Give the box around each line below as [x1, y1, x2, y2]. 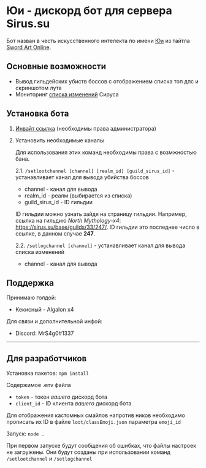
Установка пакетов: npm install [6, 369, 89, 377]
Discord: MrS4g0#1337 [15, 329, 74, 337]
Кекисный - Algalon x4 [15, 306, 74, 313]
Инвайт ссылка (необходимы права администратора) [15, 125, 156, 132]
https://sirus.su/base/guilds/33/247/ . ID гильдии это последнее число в [15, 223, 200, 231]
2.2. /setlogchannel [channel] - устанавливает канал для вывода [15, 242, 186, 249]
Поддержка [6, 277, 54, 288]
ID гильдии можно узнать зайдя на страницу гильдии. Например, [15, 210, 187, 218]
